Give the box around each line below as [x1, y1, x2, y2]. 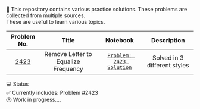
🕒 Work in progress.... [6, 96, 61, 103]
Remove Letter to [44, 50, 92, 58]
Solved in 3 [152, 54, 184, 62]
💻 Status [6, 80, 29, 88]
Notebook [105, 36, 134, 44]
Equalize [56, 57, 80, 66]
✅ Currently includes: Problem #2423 [6, 89, 98, 96]
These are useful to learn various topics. [6, 18, 105, 25]
